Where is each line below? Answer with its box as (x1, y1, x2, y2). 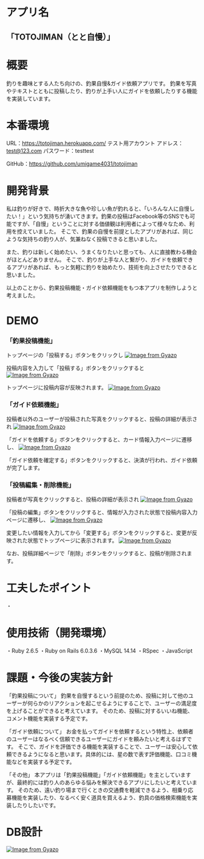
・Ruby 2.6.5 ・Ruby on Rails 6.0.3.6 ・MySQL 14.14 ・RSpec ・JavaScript (6, 647, 193, 654)
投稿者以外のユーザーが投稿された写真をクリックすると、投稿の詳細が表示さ (6, 415, 198, 423)
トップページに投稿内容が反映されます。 (6, 384, 107, 391)
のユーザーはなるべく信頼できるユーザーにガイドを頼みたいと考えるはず (6, 735, 187, 743)
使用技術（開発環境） (6, 626, 114, 640)
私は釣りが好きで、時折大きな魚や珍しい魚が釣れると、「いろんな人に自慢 (6, 205, 189, 212)
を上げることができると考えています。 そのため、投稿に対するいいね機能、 (6, 707, 193, 715)
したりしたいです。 (11, 802, 59, 809)
